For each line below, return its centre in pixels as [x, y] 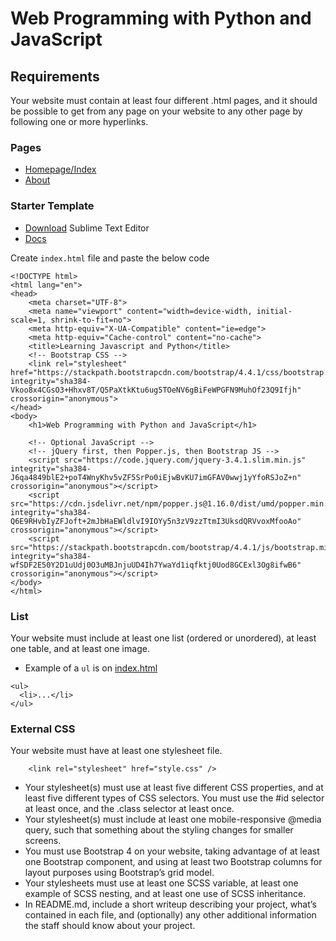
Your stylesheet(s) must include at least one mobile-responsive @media [173, 819]
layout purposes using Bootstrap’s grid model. [119, 873]
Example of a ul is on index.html [91, 668]
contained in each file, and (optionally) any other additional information [170, 915]
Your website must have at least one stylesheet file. [116, 751]
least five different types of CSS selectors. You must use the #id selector [174, 798]
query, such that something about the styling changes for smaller [159, 830]
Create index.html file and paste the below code [110, 258]
